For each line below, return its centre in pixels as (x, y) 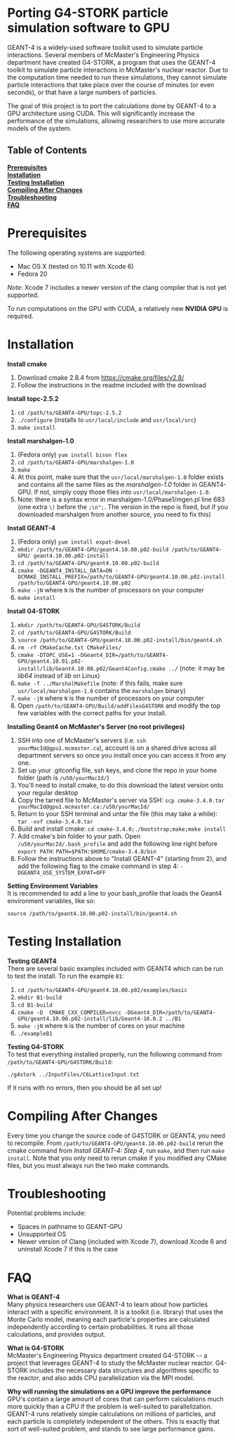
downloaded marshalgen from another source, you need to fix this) (114, 514)
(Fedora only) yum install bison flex (72, 454)
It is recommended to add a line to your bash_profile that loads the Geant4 (115, 893)
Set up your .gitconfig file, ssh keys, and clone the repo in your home (117, 770)
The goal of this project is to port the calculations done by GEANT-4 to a (112, 106)
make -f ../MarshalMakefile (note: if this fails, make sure (100, 683)
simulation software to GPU (89, 28)
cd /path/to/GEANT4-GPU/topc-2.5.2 (69, 413)
